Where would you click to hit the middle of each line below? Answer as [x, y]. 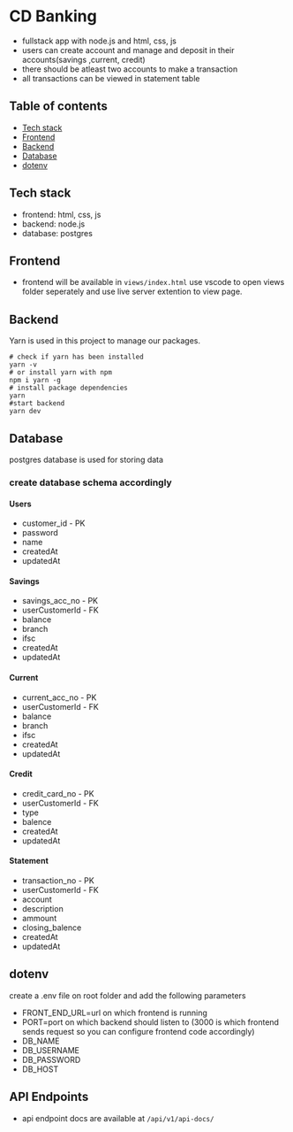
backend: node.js [53, 224]
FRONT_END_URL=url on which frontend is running [114, 1013]
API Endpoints [49, 1097]
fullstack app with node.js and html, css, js [99, 41]
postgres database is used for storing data [86, 459]
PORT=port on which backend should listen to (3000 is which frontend [150, 1022]
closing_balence [52, 928]
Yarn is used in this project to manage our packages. [105, 341]
